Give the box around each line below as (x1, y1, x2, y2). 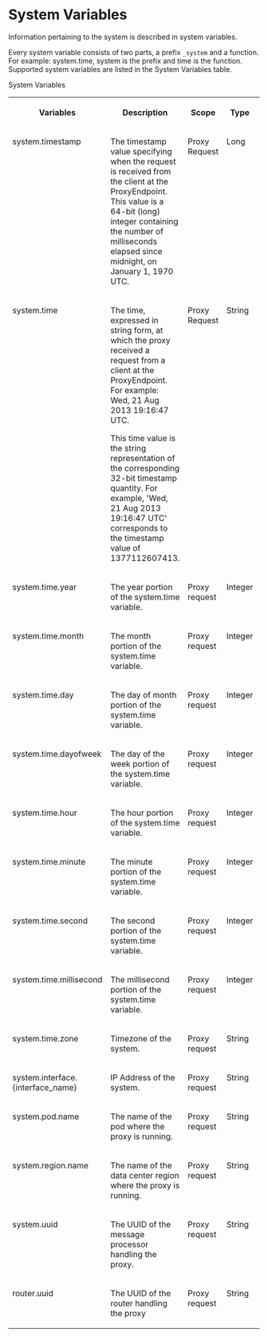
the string (110, 442, 146, 453)
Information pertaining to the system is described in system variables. (8, 32, 238, 42)
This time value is (110, 432, 175, 444)
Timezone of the (110, 1033, 172, 1044)
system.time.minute (12, 856, 86, 867)
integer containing (110, 216, 179, 227)
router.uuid (12, 1287, 54, 1299)
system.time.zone (12, 1033, 79, 1044)
